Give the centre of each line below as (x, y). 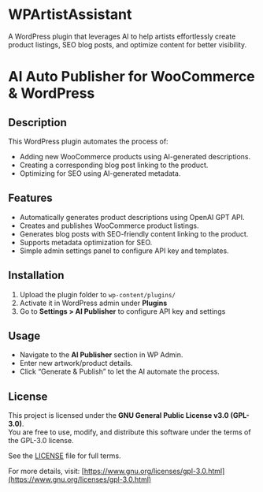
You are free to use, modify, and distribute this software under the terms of (130, 432)
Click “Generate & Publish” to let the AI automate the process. (120, 371)
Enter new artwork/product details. (76, 363)
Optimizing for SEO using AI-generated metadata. (100, 173)
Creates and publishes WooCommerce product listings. (109, 225)
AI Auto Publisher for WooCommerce (132, 77)
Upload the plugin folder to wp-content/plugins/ (97, 294)
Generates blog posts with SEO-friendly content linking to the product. (134, 233)
